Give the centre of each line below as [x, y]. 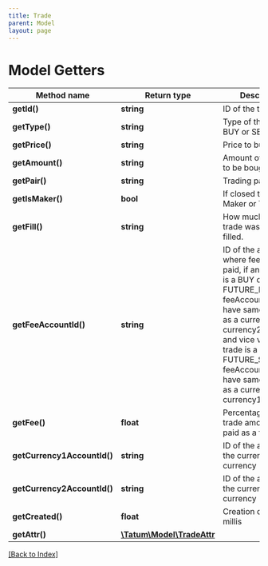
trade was [242, 227]
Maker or [240, 204]
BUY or [236, 132]
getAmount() [37, 163]
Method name [63, 95]
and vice [239, 340]
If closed [239, 194]
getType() [32, 127]
